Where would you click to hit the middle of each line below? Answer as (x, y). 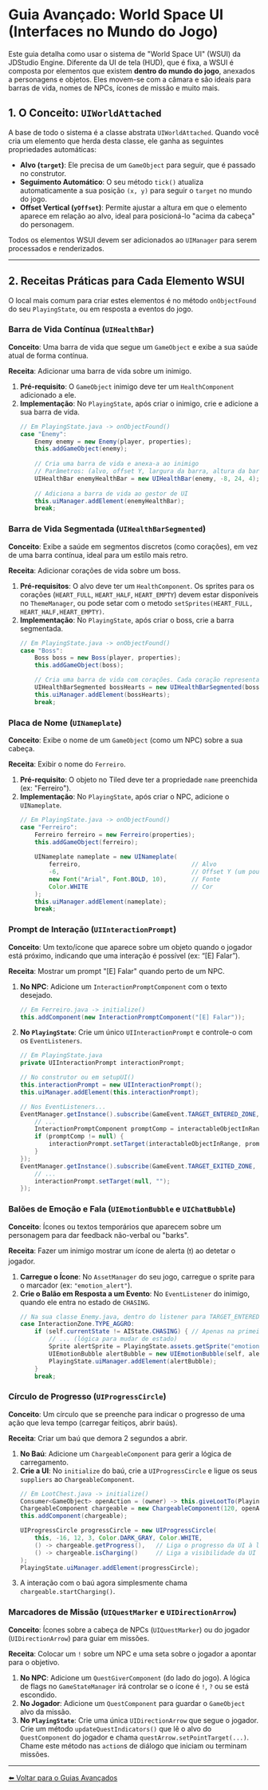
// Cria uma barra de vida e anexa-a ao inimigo (117, 464)
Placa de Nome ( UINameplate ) (65, 723)
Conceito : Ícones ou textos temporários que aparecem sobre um (115, 1227)
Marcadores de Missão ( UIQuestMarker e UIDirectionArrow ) (122, 1612)
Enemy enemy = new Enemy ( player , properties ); (113, 442)
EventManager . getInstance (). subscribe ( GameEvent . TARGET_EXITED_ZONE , (138, 1166)
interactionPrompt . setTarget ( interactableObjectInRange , (145, 1144)
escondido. (38, 1695)
